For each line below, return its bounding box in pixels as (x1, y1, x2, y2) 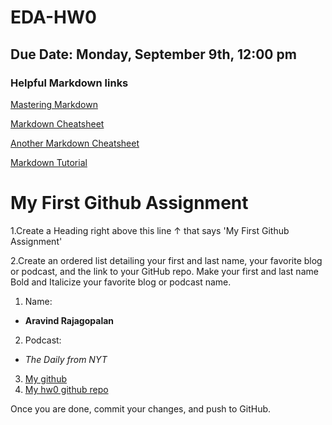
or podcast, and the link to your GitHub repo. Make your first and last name (10, 265, 319, 277)
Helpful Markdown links (10, 76, 129, 90)
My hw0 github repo (24, 383, 109, 395)
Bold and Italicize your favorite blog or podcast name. (10, 276, 232, 288)
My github (24, 372, 68, 385)
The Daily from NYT (24, 353, 108, 365)
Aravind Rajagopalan (24, 314, 115, 326)
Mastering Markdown (10, 98, 98, 110)
